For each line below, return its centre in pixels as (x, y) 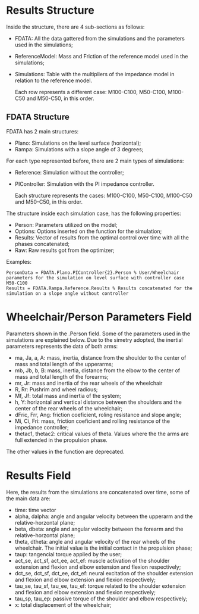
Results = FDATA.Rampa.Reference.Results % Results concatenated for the (99, 288)
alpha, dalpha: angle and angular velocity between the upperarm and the (104, 516)
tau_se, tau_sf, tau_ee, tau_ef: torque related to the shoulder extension (100, 586)
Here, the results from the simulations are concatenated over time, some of (98, 492)
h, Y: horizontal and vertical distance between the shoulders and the (98, 402)
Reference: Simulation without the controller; (70, 172)
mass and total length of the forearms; (61, 376)
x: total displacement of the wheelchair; (63, 604)
